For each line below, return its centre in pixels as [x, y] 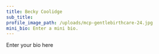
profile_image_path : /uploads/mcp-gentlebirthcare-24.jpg [79, 23]
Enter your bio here [30, 45]
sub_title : [20, 17]
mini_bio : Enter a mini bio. [42, 28]
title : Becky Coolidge [34, 12]
